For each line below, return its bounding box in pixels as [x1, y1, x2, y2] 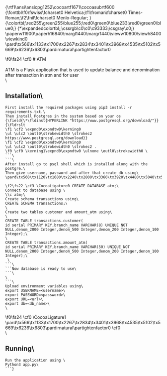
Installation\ [5, 92, 43, 100]
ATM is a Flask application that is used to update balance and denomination [5, 67, 160, 73]
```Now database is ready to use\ [5, 266, 77, 271]
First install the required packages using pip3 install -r [5, 105, 133, 110]
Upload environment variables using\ [5, 283, 83, 288]
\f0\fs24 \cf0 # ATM [5, 56, 46, 62]
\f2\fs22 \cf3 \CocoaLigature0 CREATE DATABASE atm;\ [5, 183, 119, 188]
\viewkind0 [5, 36, 28, 42]
